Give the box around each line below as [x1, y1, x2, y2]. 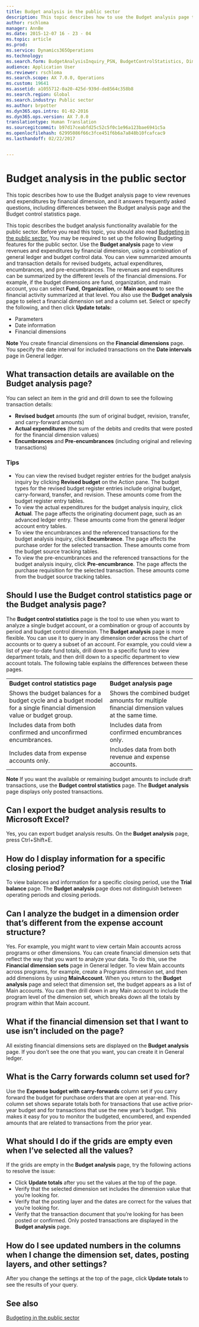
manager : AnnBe [6, 25, 44, 31]
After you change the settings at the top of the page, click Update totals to [6, 1275, 188, 1282]
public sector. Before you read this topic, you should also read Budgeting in [6, 228, 190, 235]
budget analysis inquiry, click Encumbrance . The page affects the [14, 535, 176, 542]
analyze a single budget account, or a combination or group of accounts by [6, 621, 190, 628]
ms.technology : [6, 53, 44, 59]
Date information [14, 321, 56, 328]
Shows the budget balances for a [9, 688, 101, 697]
